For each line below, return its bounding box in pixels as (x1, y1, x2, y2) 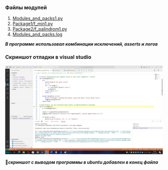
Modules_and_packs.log (12, 32, 62, 38)
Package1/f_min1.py (12, 21, 53, 27)
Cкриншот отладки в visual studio (5, 54, 91, 61)
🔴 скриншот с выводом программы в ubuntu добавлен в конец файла (5, 159, 158, 165)
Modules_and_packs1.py (12, 16, 63, 22)
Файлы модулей (5, 4, 47, 11)
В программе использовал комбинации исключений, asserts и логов (5, 41, 158, 47)
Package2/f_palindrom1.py (12, 26, 67, 32)
